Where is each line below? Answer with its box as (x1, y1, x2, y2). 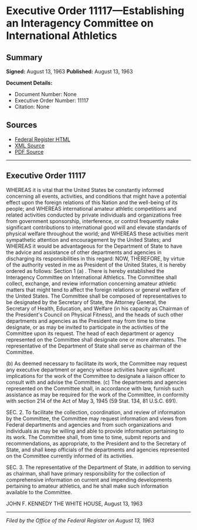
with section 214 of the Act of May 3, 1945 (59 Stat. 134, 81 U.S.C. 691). (6, 397, 178, 404)
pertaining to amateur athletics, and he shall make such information (6, 482, 169, 490)
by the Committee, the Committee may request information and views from (6, 415, 187, 422)
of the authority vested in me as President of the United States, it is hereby (6, 261, 186, 268)
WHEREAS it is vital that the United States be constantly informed (6, 186, 164, 193)
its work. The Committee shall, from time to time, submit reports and (6, 433, 171, 441)
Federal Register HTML (14, 136, 71, 143)
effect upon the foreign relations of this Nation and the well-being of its (6, 198, 178, 206)
